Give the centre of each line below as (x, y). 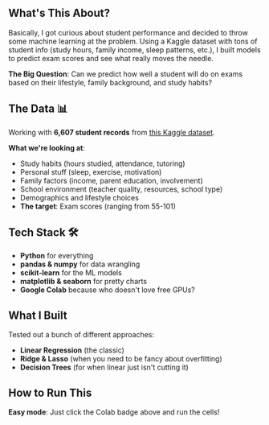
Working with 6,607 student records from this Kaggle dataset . (112, 132)
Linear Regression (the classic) (72, 350)
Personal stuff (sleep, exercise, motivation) (91, 171)
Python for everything (57, 256)
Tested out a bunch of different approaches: (82, 335)
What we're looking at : (47, 147)
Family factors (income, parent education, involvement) (111, 180)
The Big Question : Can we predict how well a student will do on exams (126, 74)
